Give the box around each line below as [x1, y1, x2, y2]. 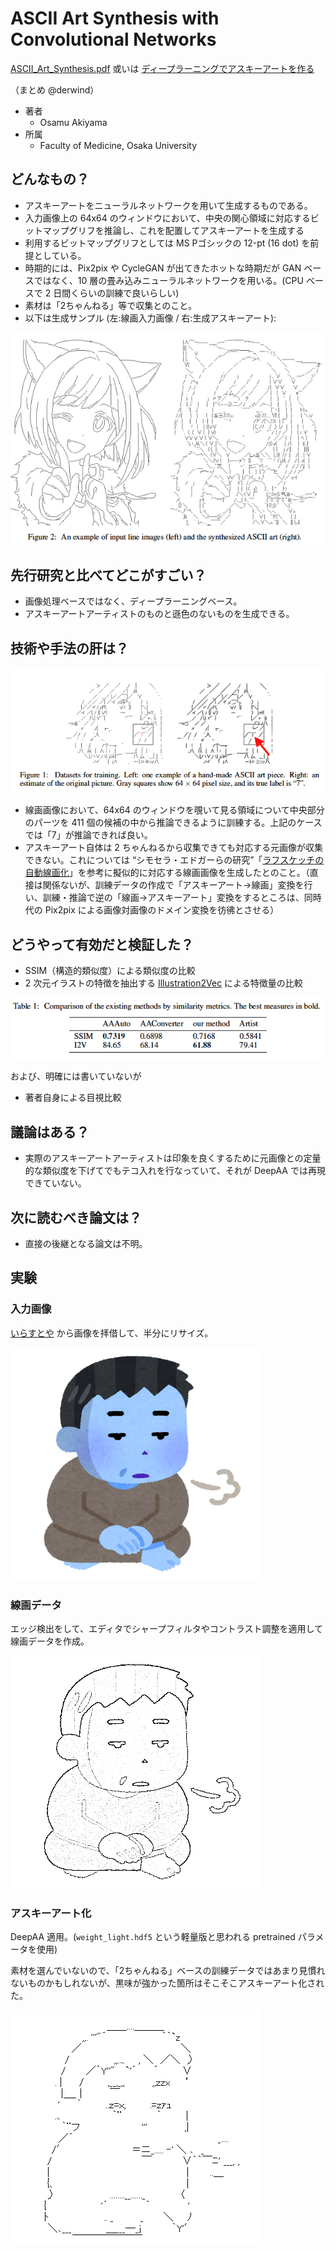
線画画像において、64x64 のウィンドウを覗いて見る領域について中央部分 [24, 804, 325, 816]
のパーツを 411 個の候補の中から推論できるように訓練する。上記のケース [24, 817, 323, 829]
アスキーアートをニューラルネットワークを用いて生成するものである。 [24, 199, 313, 211]
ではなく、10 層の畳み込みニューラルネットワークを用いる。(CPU [33, 274, 304, 286]
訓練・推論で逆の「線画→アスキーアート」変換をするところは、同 [42, 892, 313, 904]
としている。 [33, 249, 87, 261]
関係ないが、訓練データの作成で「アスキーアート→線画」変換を [42, 879, 305, 891]
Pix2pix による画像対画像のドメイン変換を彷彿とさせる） [44, 904, 280, 916]
